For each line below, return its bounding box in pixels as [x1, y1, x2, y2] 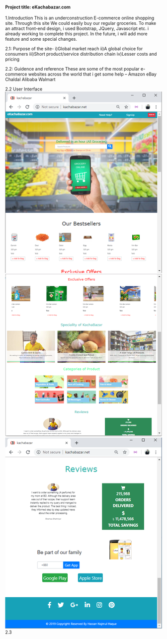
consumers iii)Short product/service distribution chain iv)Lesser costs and [5, 51, 157, 57]
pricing [5, 56, 20, 62]
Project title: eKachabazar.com [5, 4, 71, 10]
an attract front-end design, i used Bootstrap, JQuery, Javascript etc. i [5, 25, 149, 32]
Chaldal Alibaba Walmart [5, 77, 56, 82]
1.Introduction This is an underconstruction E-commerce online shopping [5, 15, 155, 21]
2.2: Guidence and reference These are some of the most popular [5, 66, 140, 72]
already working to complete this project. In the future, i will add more [5, 31, 148, 37]
